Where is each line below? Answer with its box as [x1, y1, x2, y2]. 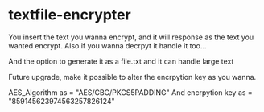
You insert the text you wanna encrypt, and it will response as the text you [8, 32, 254, 42]
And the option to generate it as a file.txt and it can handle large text [8, 56, 234, 66]
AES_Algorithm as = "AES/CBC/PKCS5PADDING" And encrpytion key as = [8, 87, 254, 97]
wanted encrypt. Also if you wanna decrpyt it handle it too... [8, 40, 207, 50]
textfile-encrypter [8, 6, 131, 24]
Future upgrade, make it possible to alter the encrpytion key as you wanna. [8, 72, 257, 81]
